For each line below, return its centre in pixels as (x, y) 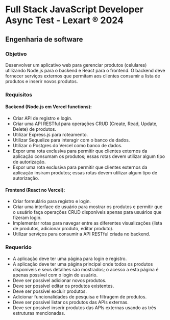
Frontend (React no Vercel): (35, 190)
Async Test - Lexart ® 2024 (65, 20)
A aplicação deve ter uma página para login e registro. (70, 258)
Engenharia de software (44, 39)
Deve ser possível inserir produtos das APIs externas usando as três (84, 307)
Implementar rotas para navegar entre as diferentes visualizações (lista (87, 223)
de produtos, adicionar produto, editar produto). (63, 229)
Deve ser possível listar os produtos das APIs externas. (70, 302)
